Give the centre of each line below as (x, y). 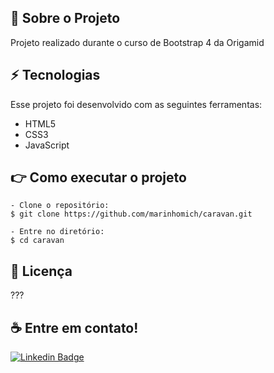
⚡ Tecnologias (55, 75)
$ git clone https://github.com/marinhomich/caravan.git (131, 214)
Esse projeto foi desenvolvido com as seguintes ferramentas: (136, 104)
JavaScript (47, 145)
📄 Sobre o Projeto (65, 18)
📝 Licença (41, 271)
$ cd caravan (37, 241)
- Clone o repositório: (60, 206)
